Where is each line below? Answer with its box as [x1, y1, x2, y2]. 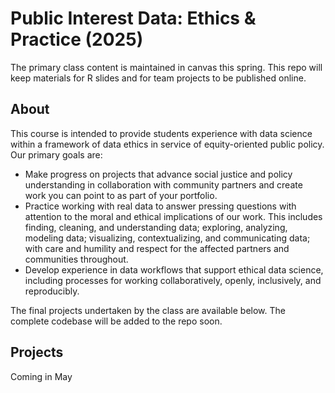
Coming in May [10, 370, 73, 382]
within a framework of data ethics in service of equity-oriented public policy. [10, 138, 325, 150]
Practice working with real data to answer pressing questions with [24, 200, 297, 212]
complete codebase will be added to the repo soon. [10, 315, 223, 327]
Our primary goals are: [10, 148, 103, 161]
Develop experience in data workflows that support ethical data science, [24, 263, 324, 276]
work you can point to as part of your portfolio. [24, 189, 218, 201]
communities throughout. [24, 253, 129, 265]
